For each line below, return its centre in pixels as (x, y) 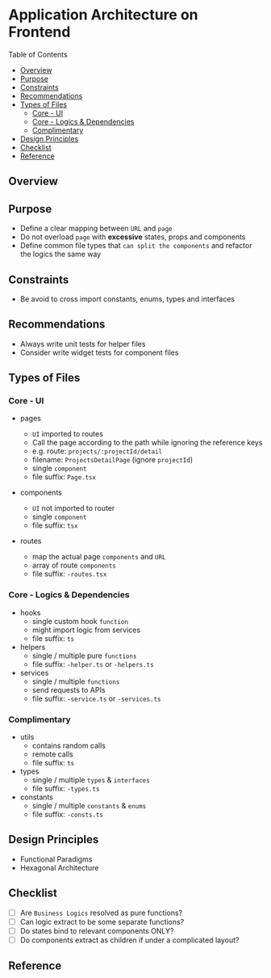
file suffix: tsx (55, 525)
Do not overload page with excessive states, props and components (133, 237)
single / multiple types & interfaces (91, 780)
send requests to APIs (69, 689)
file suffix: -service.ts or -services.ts (96, 698)
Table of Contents (38, 54)
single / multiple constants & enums (89, 806)
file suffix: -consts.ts (67, 815)
